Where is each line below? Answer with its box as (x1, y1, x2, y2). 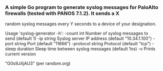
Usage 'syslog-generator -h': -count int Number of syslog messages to (5, 31, 148, 36)
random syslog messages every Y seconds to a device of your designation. (5, 21, 157, 27)
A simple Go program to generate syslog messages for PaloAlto (5, 4, 159, 11)
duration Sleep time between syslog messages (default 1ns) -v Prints (17, 46, 156, 52)
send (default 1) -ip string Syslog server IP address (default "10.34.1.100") (5, 35, 152, 41)
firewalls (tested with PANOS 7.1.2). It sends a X (5, 10, 120, 17)
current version (5, 51, 36, 57)
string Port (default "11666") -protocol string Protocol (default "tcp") (14, 41, 151, 47)
